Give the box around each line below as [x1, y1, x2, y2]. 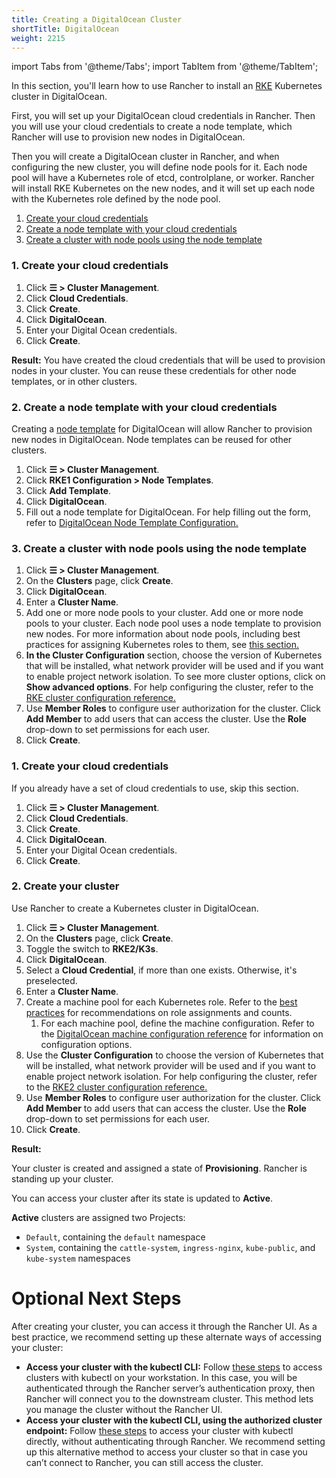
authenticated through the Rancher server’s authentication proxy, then [25, 1382, 316, 1394]
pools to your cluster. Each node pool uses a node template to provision [25, 617, 322, 630]
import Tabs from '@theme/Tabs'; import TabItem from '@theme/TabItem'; [11, 61, 319, 73]
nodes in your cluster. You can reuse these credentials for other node [11, 364, 297, 376]
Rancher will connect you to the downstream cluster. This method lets [25, 1392, 314, 1405]
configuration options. [40, 1038, 133, 1050]
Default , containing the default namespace [25, 1231, 206, 1243]
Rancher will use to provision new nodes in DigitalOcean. [11, 131, 246, 143]
